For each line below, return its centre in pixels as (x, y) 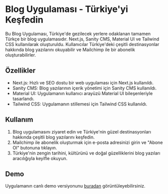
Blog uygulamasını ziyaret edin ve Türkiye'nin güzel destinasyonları (82, 131)
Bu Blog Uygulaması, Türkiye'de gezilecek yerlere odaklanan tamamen (78, 33)
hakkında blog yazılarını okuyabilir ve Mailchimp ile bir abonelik (70, 49)
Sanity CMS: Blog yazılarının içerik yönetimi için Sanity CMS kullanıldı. (85, 88)
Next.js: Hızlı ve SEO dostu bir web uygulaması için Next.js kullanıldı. (83, 82)
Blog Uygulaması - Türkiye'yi (67, 9)
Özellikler (21, 71)
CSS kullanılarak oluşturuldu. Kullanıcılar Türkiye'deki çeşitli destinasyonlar (82, 44)
